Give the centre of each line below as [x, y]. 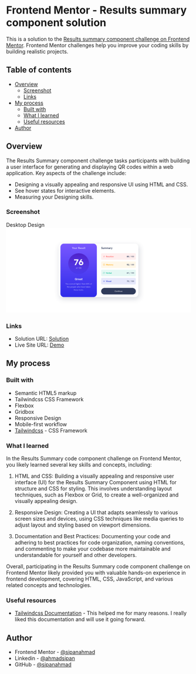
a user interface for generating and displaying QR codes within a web [90, 167]
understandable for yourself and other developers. [75, 555]
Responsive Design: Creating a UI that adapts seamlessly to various [96, 512]
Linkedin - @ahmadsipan [45, 658]
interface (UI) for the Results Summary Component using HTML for [96, 482]
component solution [56, 23]
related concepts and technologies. [49, 585]
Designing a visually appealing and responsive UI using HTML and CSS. [101, 184]
